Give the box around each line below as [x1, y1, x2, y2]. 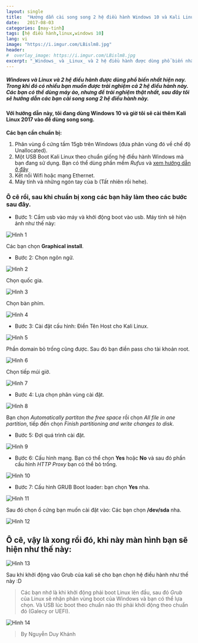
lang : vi [6, 36, 28, 42]
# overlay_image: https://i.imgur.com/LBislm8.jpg [6, 52, 136, 58]
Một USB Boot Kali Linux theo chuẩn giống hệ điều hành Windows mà [14, 153, 184, 160]
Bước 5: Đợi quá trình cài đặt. [14, 431, 85, 439]
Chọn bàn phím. [6, 300, 45, 307]
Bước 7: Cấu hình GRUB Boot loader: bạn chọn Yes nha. [14, 484, 150, 491]
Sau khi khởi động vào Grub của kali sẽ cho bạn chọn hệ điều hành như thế [6, 571, 189, 578]
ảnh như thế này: [14, 220, 56, 227]
